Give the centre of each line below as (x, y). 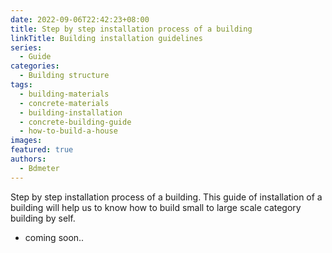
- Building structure (64, 76)
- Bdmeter (39, 168)
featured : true (42, 150)
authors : (28, 159)
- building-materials (64, 94)
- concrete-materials (64, 103)
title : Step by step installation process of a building (131, 29)
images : (26, 141)
